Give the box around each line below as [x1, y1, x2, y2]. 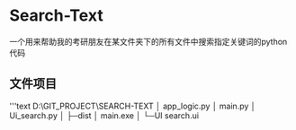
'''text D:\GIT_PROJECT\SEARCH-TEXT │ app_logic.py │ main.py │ [9, 100, 256, 111]
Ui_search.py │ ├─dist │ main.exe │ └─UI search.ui [9, 109, 200, 121]
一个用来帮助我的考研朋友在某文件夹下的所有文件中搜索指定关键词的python [9, 36, 288, 47]
